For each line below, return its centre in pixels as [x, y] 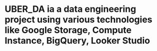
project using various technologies [78, 20]
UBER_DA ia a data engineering [70, 9]
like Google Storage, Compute [68, 30]
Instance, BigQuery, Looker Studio [77, 41]
